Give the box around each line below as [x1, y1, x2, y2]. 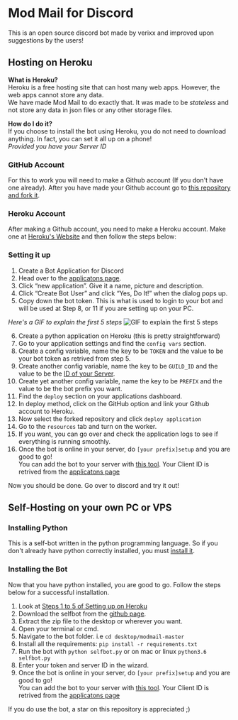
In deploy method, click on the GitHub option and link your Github [18, 399, 210, 408]
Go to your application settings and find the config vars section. [18, 339, 207, 347]
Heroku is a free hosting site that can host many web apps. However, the [8, 83, 220, 92]
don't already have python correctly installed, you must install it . [8, 547, 195, 555]
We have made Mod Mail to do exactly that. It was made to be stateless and [8, 98, 229, 107]
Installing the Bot [8, 564, 68, 574]
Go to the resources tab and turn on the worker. [18, 422, 157, 430]
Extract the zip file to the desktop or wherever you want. [18, 616, 183, 626]
